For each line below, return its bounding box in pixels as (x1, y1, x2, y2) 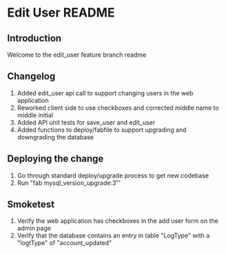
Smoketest (7, 199, 55, 211)
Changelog (7, 70, 56, 82)
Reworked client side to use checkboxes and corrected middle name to (17, 104, 219, 112)
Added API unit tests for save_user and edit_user (17, 118, 156, 126)
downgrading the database (17, 133, 94, 141)
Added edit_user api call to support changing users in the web (17, 88, 194, 97)
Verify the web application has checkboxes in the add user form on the (17, 217, 218, 225)
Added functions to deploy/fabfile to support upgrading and (17, 126, 187, 134)
